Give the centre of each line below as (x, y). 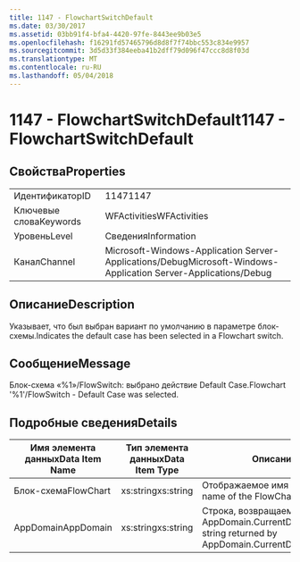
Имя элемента (63, 448)
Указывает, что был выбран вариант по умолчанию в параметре (133, 326)
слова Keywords (48, 222)
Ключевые (37, 210)
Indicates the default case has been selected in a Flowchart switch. (160, 335)
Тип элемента (157, 448)
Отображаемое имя (246, 485)
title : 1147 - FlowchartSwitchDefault (81, 17)
